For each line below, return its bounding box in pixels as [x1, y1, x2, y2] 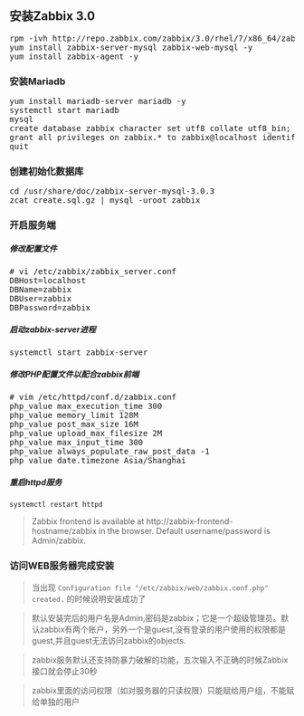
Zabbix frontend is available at [31, 516, 145, 527]
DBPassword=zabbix [9, 302, 91, 313]
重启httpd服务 [9, 476, 62, 487]
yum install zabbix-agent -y [9, 51, 138, 62]
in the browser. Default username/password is [98, 526, 271, 537]
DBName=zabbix [9, 284, 72, 295]
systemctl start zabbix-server [9, 348, 148, 358]
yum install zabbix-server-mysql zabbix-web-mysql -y [9, 42, 253, 53]
